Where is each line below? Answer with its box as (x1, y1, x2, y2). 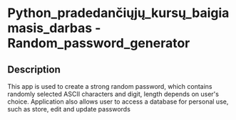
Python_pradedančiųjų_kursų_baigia (7, 5, 230, 21)
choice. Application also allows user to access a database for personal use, (7, 97, 229, 106)
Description (7, 63, 61, 75)
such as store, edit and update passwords (7, 105, 130, 113)
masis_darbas (7, 20, 93, 36)
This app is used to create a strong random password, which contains (7, 82, 212, 90)
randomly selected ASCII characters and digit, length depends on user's (7, 90, 220, 98)
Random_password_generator (7, 36, 190, 51)
